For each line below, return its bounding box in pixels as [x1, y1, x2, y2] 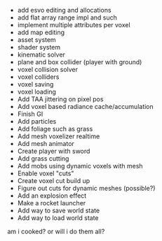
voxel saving [17, 80, 54, 88]
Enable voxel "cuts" [17, 169, 74, 177]
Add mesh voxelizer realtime [17, 132, 100, 140]
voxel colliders [17, 73, 60, 81]
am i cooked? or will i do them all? [7, 227, 105, 235]
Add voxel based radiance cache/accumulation [17, 103, 154, 110]
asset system [17, 36, 56, 44]
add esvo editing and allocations [17, 6, 112, 14]
